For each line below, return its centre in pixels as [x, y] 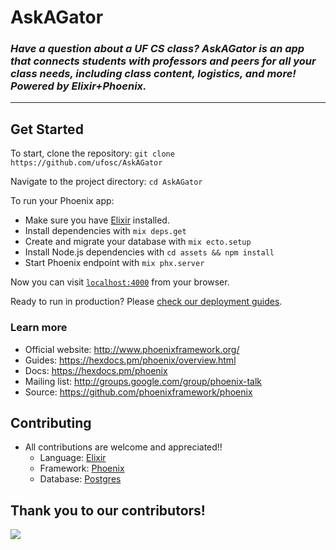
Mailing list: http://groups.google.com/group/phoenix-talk [143, 381]
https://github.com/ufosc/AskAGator [86, 163]
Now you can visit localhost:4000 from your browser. [120, 282]
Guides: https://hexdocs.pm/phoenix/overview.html [130, 360]
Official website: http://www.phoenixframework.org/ [132, 349]
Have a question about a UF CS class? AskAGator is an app [157, 49]
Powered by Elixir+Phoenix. [78, 86]
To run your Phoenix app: [62, 201]
